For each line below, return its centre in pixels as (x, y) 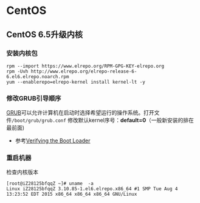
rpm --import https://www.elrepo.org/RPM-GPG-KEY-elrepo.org (85, 66)
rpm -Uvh (17, 71)
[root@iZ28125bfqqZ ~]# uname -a (50, 184)
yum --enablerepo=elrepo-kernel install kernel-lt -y (76, 82)
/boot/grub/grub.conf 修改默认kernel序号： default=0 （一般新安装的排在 (103, 120)
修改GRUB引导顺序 (34, 98)
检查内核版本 (22, 172)
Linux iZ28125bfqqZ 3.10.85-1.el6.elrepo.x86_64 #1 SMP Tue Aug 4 (92, 189)
